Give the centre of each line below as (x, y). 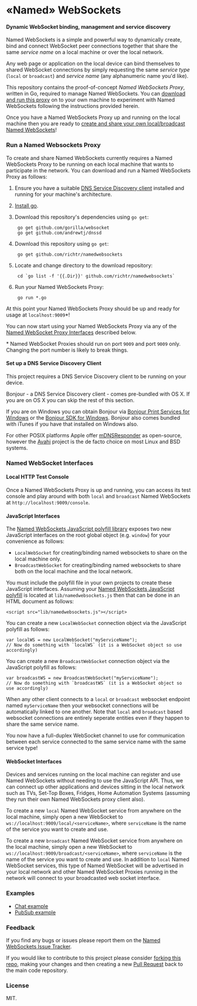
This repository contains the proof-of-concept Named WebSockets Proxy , (96, 87)
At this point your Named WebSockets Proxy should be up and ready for (93, 308)
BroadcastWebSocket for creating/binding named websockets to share (98, 565)
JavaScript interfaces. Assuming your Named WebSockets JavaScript (90, 589)
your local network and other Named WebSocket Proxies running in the (92, 872)
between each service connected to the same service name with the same (96, 742)
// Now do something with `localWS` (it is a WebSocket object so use (94, 645)
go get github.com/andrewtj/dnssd (60, 233)
